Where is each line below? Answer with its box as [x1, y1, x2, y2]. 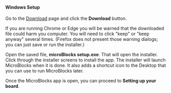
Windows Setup [5, 4, 40, 10]
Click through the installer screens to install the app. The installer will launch [5, 57, 166, 63]
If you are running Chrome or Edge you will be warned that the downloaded [5, 26, 164, 32]
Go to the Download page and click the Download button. [5, 15, 127, 21]
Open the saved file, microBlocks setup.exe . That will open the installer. [5, 52, 158, 58]
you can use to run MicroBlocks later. [5, 68, 84, 74]
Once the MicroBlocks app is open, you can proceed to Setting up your [5, 78, 156, 84]
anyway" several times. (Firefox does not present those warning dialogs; [5, 36, 158, 42]
